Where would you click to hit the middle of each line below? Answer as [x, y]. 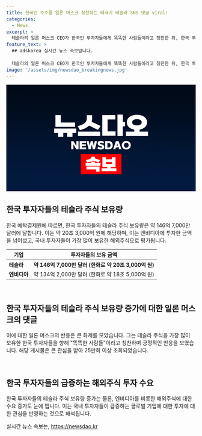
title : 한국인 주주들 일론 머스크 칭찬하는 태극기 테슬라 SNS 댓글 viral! [87, 13]
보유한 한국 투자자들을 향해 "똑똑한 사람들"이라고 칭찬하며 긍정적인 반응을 [92, 343]
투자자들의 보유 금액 [94, 255]
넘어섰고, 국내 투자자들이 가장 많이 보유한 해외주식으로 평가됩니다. [89, 240]
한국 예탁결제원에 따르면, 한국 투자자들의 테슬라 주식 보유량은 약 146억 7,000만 [98, 225]
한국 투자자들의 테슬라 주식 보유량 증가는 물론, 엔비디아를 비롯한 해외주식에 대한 [99, 398]
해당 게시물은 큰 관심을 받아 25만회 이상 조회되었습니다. [84, 350]
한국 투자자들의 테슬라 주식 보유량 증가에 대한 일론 [93, 308]
